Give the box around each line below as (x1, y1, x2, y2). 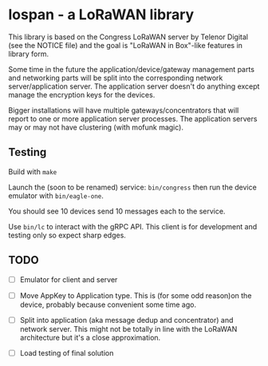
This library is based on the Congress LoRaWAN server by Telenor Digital (8, 32, 249, 42)
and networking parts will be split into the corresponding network (8, 73, 223, 82)
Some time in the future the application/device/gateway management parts (8, 64, 255, 74)
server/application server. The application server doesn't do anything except (8, 82, 260, 91)
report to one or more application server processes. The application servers (8, 113, 258, 123)
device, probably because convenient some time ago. (19, 300, 197, 309)
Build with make (8, 166, 57, 177)
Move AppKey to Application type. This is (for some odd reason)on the (19, 290, 252, 300)
